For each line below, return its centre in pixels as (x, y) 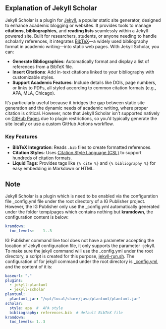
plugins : (14, 280)
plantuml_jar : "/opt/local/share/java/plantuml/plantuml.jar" (75, 299)
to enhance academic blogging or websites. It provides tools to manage (78, 25)
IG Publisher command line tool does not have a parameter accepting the (80, 240)
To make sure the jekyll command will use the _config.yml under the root (79, 251)
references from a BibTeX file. (43, 66)
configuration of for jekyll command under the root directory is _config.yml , (82, 261)
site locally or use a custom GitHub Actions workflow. (59, 124)
